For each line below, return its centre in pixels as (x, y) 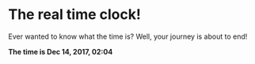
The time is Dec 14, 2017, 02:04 (61, 51)
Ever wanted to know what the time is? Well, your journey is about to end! (128, 36)
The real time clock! (74, 15)
